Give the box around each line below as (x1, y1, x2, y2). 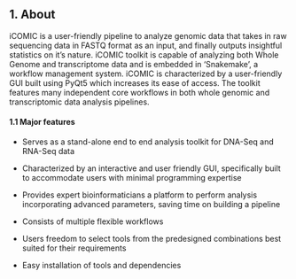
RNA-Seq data (21, 146, 75, 157)
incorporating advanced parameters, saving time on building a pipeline (21, 199, 281, 210)
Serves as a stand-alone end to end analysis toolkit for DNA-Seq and (21, 136, 275, 147)
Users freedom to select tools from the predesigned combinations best (21, 234, 282, 244)
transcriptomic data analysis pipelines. (9, 97, 150, 107)
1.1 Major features (9, 117, 75, 128)
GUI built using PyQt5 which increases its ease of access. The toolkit (9, 77, 261, 88)
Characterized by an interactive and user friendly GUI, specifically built (21, 163, 281, 174)
